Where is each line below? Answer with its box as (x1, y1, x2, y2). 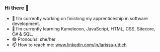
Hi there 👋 (4, 4, 29, 11)
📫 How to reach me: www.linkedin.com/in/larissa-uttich (11, 42, 127, 48)
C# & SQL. (11, 31, 33, 37)
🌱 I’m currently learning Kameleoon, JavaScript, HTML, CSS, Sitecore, (11, 26, 156, 32)
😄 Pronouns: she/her (11, 36, 56, 42)
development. (11, 21, 40, 26)
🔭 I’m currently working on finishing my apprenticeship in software (11, 16, 148, 22)
